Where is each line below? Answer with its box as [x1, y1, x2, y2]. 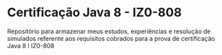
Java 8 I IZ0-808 [7, 41, 55, 50]
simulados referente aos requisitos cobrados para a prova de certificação [7, 34, 215, 42]
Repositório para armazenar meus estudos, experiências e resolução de [7, 27, 211, 35]
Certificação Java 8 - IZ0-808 [7, 5, 182, 20]
